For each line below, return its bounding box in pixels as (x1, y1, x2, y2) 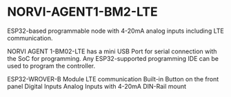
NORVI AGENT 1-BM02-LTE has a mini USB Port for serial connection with (7, 47, 217, 55)
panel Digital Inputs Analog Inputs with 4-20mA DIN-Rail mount (7, 82, 187, 90)
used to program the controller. (7, 61, 96, 70)
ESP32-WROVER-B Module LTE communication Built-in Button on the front (7, 74, 219, 83)
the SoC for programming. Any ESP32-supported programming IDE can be (7, 54, 219, 62)
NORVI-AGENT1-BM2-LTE (7, 4, 158, 20)
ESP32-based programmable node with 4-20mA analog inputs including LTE (7, 27, 224, 35)
